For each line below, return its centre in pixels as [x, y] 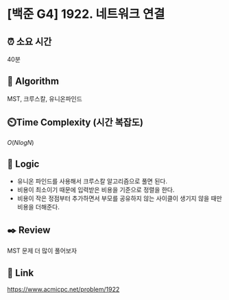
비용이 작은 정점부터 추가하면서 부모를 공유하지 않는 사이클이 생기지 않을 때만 [120, 198]
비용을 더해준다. [38, 207]
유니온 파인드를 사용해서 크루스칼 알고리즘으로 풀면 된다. [92, 181]
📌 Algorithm [33, 81]
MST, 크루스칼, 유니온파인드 [45, 99]
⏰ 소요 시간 [29, 42]
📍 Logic [23, 164]
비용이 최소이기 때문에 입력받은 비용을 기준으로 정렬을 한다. [96, 190]
